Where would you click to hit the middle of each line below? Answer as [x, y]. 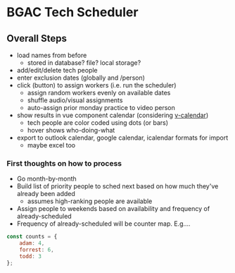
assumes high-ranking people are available [90, 201]
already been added [46, 194]
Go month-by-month [46, 179]
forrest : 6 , [37, 250]
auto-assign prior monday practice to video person [101, 108]
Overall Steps [37, 38]
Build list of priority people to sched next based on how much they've [118, 186]
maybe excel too [51, 145]
